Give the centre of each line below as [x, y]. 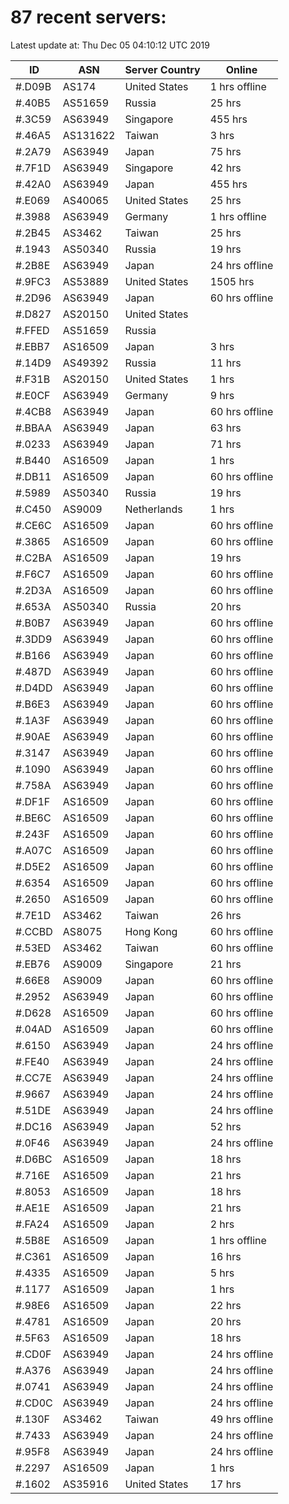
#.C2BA [33, 558]
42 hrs [225, 168]
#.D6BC [34, 1159]
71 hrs [225, 444]
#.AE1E [33, 1208]
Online [241, 69]
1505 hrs [232, 281]
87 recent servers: [88, 17]
